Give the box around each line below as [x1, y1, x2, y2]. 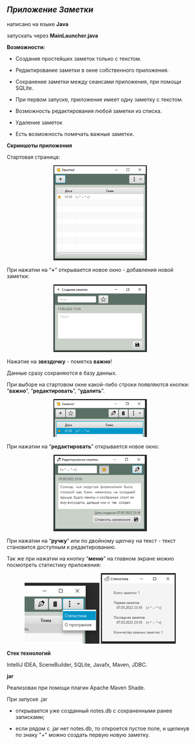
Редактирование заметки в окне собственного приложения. [15, 67, 169, 74]
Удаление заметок [15, 119, 63, 126]
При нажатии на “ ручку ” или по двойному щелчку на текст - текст [7, 537, 176, 544]
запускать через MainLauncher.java [7, 32, 98, 39]
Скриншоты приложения [7, 142, 72, 149]
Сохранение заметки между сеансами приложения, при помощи [15, 78, 181, 85]
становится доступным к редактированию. [7, 543, 116, 551]
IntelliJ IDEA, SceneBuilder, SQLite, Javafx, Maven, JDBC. [7, 661, 148, 669]
